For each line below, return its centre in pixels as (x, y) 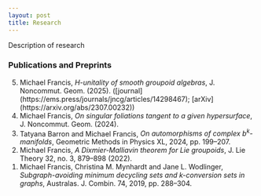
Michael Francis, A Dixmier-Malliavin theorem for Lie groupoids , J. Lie (132, 151)
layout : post (29, 15)
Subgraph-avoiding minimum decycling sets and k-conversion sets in (132, 175)
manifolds (36, 142)
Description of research (46, 45)
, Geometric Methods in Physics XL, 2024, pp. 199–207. (141, 142)
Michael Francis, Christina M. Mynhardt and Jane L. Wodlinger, (121, 167)
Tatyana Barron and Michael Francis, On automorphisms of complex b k (134, 132)
